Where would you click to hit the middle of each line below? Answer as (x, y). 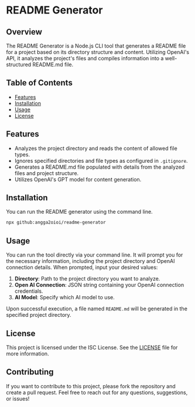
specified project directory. (39, 315)
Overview (24, 32)
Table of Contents (40, 83)
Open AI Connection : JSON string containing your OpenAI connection (99, 285)
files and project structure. (47, 173)
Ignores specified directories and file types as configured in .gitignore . (101, 160)
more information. (28, 353)
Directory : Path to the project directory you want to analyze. (87, 279)
